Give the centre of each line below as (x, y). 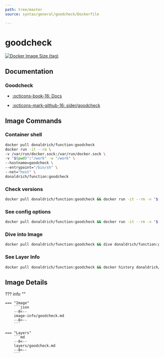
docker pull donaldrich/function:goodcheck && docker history (70, 267)
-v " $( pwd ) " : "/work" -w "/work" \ (40, 158)
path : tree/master (24, 10)
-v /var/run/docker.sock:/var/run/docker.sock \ (55, 154)
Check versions (24, 189)
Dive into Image (24, 234)
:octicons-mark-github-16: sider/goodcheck (56, 105)
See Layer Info (22, 257)
